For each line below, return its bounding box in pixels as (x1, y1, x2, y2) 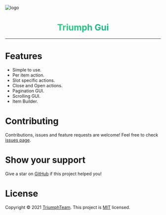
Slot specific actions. (12, 77, 55, 83)
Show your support (5, 154, 85, 165)
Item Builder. (12, 98, 38, 104)
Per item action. (12, 72, 44, 78)
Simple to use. (12, 67, 42, 72)
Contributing (5, 116, 59, 127)
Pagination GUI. (12, 88, 44, 94)
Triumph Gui (57, 22, 109, 33)
